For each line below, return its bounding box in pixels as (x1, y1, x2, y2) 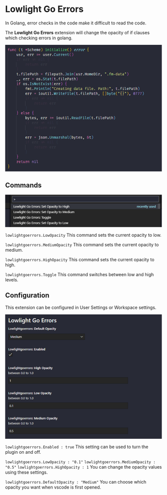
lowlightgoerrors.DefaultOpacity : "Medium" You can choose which (5, 479, 147, 485)
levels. (5, 277, 18, 283)
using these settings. (5, 469, 48, 475)
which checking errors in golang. (5, 35, 73, 41)
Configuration (5, 291, 50, 299)
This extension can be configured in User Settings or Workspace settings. (5, 304, 157, 310)
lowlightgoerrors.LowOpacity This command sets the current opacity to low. (5, 232, 162, 238)
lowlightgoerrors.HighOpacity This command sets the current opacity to (5, 256, 155, 262)
